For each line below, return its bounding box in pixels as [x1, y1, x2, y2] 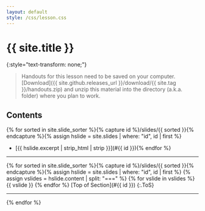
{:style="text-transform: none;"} [6, 61, 87, 68]
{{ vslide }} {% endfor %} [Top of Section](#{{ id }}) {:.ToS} [6, 181, 154, 189]
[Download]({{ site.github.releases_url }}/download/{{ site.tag [21, 79, 176, 87]
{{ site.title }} [6, 41, 74, 55]
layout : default [6, 9, 48, 15]
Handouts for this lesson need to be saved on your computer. [21, 73, 176, 80]
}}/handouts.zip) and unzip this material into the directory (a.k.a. [21, 86, 183, 93]
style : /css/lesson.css [6, 15, 67, 21]
